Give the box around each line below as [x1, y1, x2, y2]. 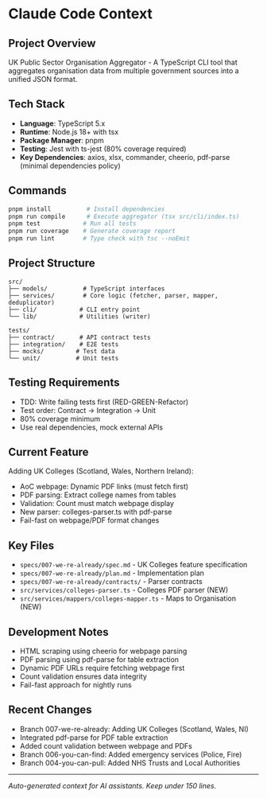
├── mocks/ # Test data [8, 347, 115, 355]
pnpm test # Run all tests [8, 220, 137, 228]
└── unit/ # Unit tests [8, 354, 119, 362]
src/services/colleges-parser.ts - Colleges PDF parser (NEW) [19, 586, 229, 595]
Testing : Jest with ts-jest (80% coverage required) [19, 144, 187, 154]
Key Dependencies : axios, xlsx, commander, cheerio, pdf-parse [19, 152, 230, 162]
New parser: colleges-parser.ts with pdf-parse [19, 507, 172, 517]
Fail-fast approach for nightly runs [19, 680, 133, 690]
